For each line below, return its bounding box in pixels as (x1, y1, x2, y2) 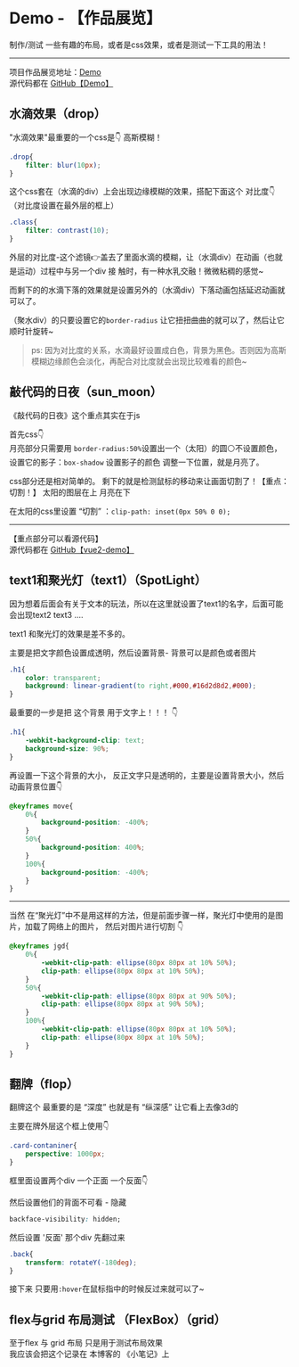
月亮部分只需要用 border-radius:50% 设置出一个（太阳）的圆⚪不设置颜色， (9, 442, 282, 453)
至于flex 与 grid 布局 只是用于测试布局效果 (9, 1338, 163, 1348)
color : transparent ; (25, 673, 101, 682)
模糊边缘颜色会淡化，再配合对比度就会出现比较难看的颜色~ (30, 356, 247, 366)
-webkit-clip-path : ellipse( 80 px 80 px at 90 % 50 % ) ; (41, 992, 238, 1001)
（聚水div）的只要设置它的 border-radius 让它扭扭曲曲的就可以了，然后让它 (9, 315, 285, 325)
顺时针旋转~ (9, 326, 54, 336)
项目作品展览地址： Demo (9, 66, 101, 77)
